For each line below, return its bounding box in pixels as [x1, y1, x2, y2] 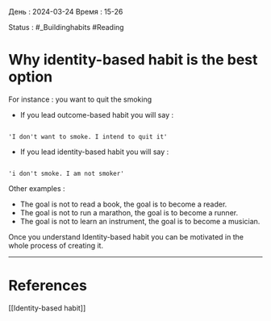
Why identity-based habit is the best [8, 51, 258, 69]
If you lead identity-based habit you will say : [19, 147, 169, 156]
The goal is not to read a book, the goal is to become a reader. [19, 199, 227, 209]
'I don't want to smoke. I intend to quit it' [8, 132, 168, 140]
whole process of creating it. [8, 240, 103, 250]
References [8, 277, 87, 295]
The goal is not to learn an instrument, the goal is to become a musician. [19, 216, 261, 226]
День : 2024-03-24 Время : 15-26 [8, 7, 123, 16]
